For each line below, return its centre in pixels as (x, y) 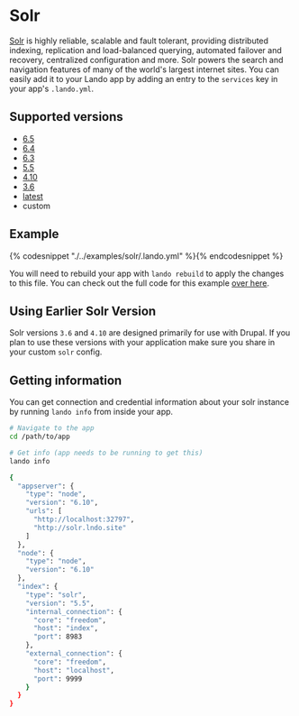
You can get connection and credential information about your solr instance (149, 402)
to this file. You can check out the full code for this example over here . (140, 283)
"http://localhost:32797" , (84, 519)
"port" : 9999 (58, 679)
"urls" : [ (44, 511)
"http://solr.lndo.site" (80, 528)
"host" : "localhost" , (74, 670)
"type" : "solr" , (56, 595)
